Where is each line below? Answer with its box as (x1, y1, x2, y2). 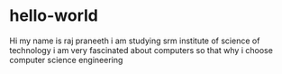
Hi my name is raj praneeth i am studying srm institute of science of (9, 35, 260, 46)
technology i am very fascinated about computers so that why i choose (9, 44, 273, 55)
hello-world (9, 5, 99, 26)
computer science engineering (9, 54, 123, 65)
